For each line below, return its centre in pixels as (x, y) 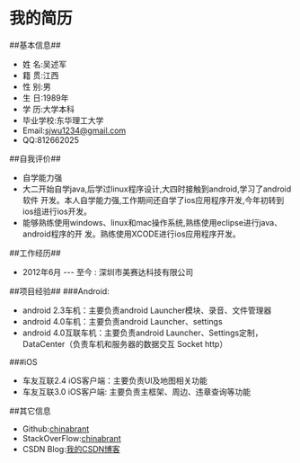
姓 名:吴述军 (44, 64)
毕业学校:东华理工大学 (63, 120)
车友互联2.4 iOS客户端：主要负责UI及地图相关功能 (115, 380)
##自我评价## (35, 158)
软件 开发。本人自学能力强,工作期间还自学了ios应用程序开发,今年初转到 (153, 200)
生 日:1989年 (45, 98)
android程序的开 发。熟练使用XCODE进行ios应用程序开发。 (131, 234)
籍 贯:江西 (40, 75)
